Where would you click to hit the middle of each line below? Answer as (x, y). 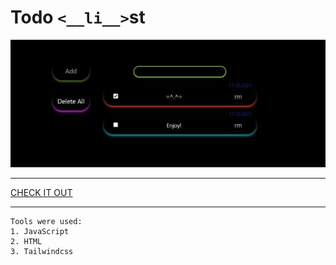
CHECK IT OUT (41, 192)
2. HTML (26, 241)
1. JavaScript (40, 231)
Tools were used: (46, 221)
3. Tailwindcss (42, 251)
